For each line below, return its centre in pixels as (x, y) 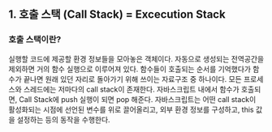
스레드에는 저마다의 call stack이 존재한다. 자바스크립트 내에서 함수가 (131, 89)
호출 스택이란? (35, 40)
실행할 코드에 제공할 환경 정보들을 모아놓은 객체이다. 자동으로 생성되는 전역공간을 (136, 58)
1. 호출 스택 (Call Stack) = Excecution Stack (117, 15)
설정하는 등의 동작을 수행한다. (64, 119)
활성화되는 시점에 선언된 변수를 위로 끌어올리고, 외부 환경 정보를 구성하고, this (131, 109)
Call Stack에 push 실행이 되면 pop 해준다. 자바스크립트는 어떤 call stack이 (138, 99)
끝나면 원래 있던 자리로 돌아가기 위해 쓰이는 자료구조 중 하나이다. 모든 (132, 79)
